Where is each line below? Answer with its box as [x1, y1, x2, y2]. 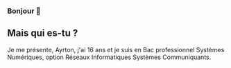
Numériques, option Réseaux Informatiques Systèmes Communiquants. [7, 53, 212, 61]
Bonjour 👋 [7, 6, 41, 16]
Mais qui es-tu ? [7, 27, 78, 39]
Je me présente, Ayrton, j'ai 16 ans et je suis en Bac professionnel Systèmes [7, 45, 225, 54]
